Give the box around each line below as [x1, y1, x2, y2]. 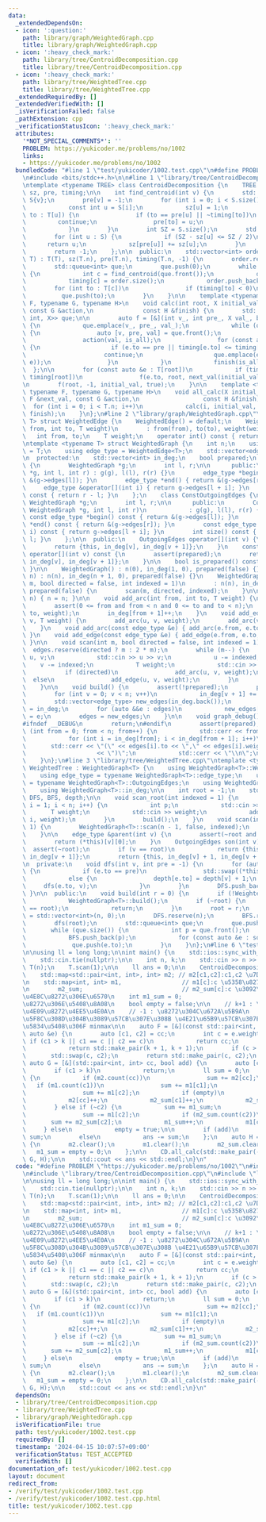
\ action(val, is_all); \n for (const [22, 336, 253, 344]
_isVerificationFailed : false [15, 108, 115, 116]
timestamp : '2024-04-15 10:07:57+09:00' [15, 1443, 150, 1451]
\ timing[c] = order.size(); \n [22, 277, 165, 286]
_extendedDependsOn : [15, 19, 83, 27]
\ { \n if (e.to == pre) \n [22, 867, 147, 875]
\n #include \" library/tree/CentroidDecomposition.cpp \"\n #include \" [22, 1170, 257, 1178]
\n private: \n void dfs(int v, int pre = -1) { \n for [22, 860, 243, 868]
